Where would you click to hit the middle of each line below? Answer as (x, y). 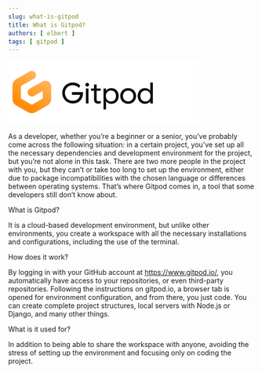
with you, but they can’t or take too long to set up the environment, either (126, 170)
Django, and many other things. (59, 314)
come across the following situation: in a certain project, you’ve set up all (126, 144)
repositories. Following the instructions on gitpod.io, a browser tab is (119, 289)
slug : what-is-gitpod (44, 16)
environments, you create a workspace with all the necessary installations (127, 234)
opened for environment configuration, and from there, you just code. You (127, 298)
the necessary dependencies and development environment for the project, (130, 153)
